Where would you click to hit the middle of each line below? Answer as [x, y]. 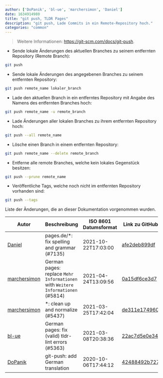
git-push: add [61, 356]
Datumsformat [100, 228]
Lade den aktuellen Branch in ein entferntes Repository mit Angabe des [83, 97]
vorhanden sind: [28, 191]
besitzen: [21, 168]
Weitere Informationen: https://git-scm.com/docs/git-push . [76, 41]
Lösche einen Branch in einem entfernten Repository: [65, 144]
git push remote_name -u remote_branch [45, 112]
